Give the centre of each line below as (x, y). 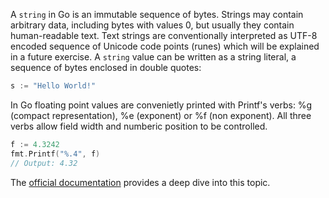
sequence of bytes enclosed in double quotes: (106, 67)
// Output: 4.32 (44, 163)
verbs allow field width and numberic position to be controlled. (139, 126)
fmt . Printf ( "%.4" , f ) (55, 154)
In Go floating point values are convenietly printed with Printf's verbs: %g (161, 105)
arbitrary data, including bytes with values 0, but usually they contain (152, 25)
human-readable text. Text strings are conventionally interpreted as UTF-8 (164, 35)
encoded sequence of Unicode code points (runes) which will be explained (165, 46)
